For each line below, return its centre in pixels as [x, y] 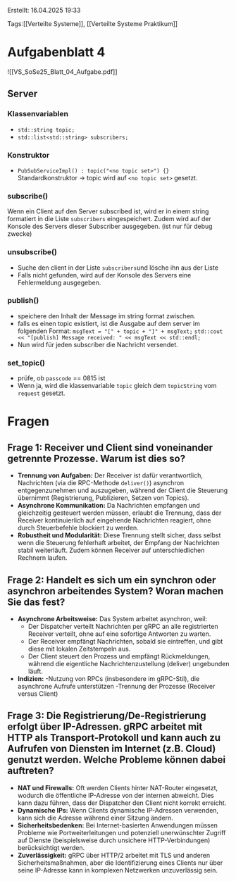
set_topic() [26, 363]
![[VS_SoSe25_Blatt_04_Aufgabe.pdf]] [62, 71]
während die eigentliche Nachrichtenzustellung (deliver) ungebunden [129, 663]
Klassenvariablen [38, 114]
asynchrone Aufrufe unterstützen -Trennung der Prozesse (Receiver [116, 686]
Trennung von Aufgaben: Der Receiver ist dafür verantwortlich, [110, 475]
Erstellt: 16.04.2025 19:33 [44, 10]
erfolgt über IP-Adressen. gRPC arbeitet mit [105, 727]
